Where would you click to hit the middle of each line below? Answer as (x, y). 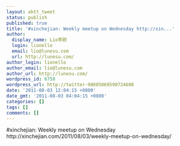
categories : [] (25, 101)
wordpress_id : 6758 (31, 79)
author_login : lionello (36, 62)
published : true (27, 23)
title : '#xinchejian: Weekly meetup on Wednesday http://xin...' (90, 29)
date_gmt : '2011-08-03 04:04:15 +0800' (57, 96)
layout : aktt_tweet (31, 12)
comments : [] (23, 113)
